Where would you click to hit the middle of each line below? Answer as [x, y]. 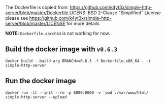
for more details [83, 23]
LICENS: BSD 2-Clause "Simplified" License [115, 13]
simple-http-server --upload [36, 97]
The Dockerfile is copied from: [37, 7]
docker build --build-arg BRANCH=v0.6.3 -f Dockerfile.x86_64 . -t [78, 61]
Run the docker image [41, 81]
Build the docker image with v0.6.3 [61, 49]
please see [17, 18]
